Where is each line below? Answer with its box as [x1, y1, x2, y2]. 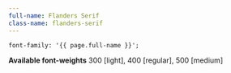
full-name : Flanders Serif [8, 11, 100, 20]
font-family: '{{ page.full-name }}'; [8, 41, 139, 49]
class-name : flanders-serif [8, 19, 104, 27]
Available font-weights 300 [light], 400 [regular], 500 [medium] [8, 55, 224, 65]
